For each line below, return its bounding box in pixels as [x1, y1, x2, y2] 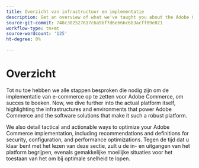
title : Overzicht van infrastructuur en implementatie [6, 8, 145, 15]
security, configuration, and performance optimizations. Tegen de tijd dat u [6, 136, 190, 143]
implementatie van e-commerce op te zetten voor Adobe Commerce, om [6, 93, 184, 100]
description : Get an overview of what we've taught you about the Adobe [6, 14, 190, 20]
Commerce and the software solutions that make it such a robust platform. [6, 112, 188, 119]
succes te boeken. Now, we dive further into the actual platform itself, [6, 99, 176, 106]
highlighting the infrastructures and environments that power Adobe [6, 105, 172, 113]
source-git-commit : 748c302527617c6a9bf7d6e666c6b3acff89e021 [6, 20, 163, 26]
